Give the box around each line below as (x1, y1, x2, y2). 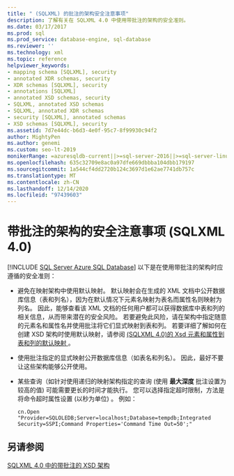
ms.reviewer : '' (7, 43, 54, 49)
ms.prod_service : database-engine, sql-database (7, 36, 151, 43)
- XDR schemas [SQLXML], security (7, 82, 108, 89)
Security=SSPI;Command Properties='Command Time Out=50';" (17, 421, 193, 428)
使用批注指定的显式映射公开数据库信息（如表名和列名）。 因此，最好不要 (17, 353, 224, 362)
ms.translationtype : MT (7, 172, 77, 179)
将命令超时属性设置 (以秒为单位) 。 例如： (17, 394, 137, 403)
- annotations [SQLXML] (7, 88, 77, 95)
